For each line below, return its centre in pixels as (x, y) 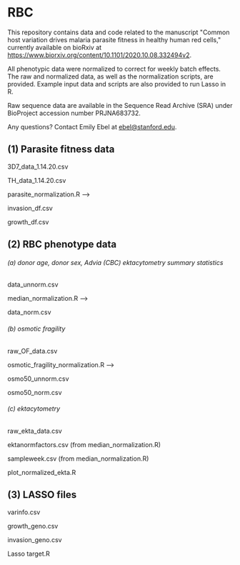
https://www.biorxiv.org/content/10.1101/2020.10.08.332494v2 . (99, 55)
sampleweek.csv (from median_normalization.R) (78, 459)
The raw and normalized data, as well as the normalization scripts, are (111, 76)
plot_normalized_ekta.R (42, 472)
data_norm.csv (29, 312)
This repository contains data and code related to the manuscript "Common (119, 32)
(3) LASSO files (42, 495)
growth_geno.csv (33, 526)
